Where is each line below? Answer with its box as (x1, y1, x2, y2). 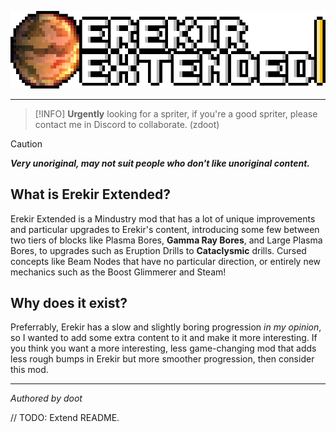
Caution (10, 137, 43, 150)
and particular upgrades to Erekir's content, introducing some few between (10, 223, 320, 235)
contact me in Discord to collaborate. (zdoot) (34, 118, 220, 130)
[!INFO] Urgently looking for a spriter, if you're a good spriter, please (34, 107, 318, 120)
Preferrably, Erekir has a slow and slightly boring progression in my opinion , (10, 321, 322, 333)
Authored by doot (10, 392, 83, 405)
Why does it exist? (10, 294, 128, 311)
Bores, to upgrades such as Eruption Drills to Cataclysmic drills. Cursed (10, 244, 307, 256)
